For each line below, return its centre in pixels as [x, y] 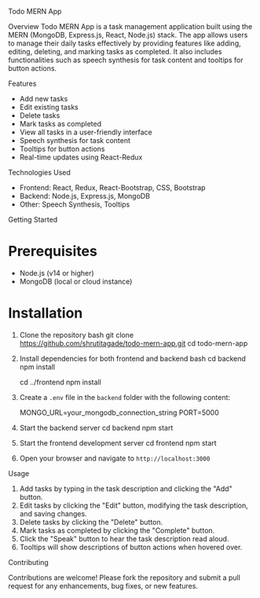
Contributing [28, 562]
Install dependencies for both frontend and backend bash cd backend [132, 358]
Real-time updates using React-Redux [81, 157]
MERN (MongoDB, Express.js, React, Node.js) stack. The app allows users [128, 35]
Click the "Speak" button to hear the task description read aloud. [124, 538]
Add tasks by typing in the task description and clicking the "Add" [126, 488]
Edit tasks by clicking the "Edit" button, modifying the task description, [134, 505]
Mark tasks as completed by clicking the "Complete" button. [117, 530]
